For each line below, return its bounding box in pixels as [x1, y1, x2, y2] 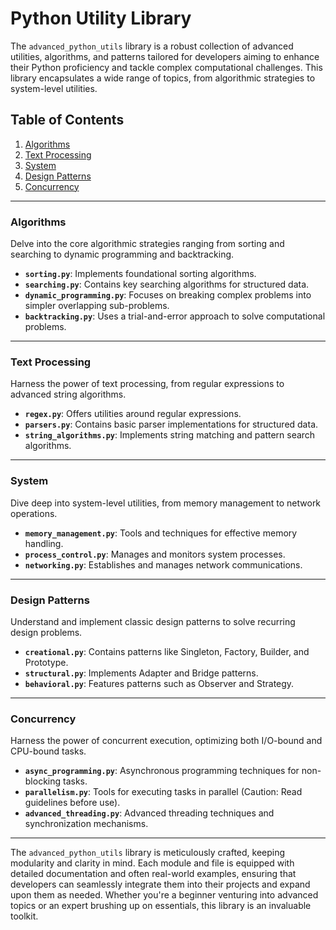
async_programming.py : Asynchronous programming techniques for [24, 765, 300, 777]
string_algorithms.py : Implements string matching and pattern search [24, 429, 316, 441]
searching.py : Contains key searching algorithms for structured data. [24, 278, 310, 291]
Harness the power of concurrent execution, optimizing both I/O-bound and [10, 735, 323, 747]
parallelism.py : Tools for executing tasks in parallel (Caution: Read [24, 786, 303, 798]
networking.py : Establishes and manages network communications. [24, 558, 303, 571]
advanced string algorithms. [10, 388, 127, 401]
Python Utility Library [10, 7, 192, 30]
